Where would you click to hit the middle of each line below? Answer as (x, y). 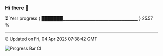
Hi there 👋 (17, 8)
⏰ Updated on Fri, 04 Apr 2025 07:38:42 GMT (51, 39)
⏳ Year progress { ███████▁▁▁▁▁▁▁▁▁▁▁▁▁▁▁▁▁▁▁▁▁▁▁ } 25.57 (79, 18)
